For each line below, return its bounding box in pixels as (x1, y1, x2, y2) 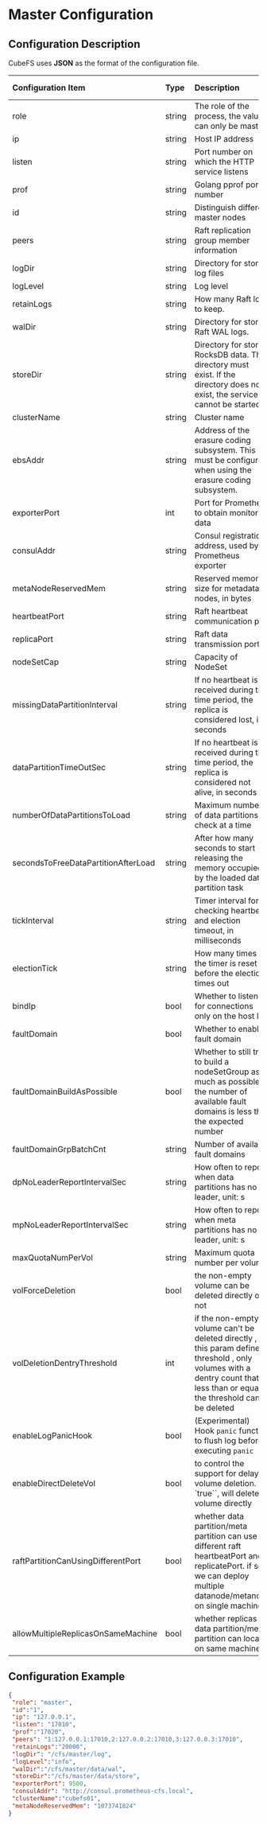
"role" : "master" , (11, 1699, 73, 1706)
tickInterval (12, 915, 54, 926)
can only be (194, 121, 238, 131)
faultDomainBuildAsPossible (12, 1086, 118, 1097)
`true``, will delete (194, 1488, 260, 1499)
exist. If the (194, 369, 236, 379)
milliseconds (194, 935, 242, 946)
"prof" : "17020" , (11, 1728, 66, 1736)
